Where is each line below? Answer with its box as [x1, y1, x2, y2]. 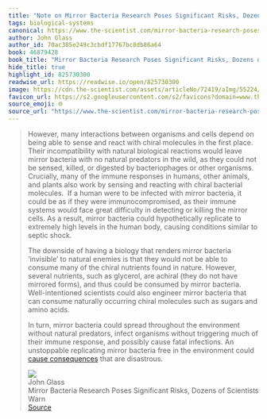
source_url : [8, 108, 48, 116]
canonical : [8, 26, 44, 34]
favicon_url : [8, 93, 52, 101]
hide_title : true [8, 63, 66, 71]
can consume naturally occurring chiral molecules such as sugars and [27, 297, 258, 306]
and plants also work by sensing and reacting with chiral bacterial [27, 180, 243, 189]
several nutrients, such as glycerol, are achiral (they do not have [27, 271, 238, 280]
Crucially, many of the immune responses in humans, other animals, [27, 171, 250, 181]
